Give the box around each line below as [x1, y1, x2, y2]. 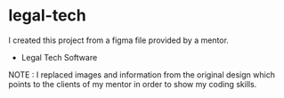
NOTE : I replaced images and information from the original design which [8, 69, 275, 80]
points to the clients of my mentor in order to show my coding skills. [8, 78, 257, 89]
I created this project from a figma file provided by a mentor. [8, 35, 229, 45]
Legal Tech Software [20, 52, 98, 62]
